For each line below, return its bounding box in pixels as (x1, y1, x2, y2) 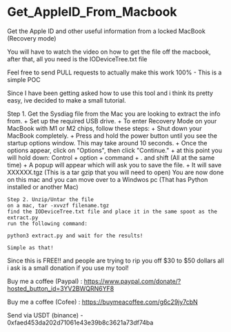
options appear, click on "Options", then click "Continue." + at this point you (7, 146, 223, 154)
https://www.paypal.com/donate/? (83, 277, 181, 285)
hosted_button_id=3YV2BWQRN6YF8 (7, 284, 114, 293)
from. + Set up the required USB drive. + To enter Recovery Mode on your (7, 116, 217, 125)
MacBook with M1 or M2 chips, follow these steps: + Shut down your (7, 124, 202, 132)
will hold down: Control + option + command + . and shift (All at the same (7, 153, 215, 162)
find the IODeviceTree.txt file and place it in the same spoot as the (7, 208, 217, 215)
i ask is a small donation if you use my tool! (7, 263, 129, 272)
